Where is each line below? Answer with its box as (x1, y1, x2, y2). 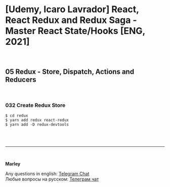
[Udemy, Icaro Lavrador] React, (5, 4, 139, 15)
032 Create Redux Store (5, 102, 66, 109)
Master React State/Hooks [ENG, (5, 25, 146, 37)
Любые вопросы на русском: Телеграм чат (5, 176, 99, 182)
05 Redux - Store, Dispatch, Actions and (5, 68, 135, 76)
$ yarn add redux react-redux (5, 118, 69, 123)
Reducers (5, 75, 36, 84)
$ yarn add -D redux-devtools (5, 122, 69, 128)
